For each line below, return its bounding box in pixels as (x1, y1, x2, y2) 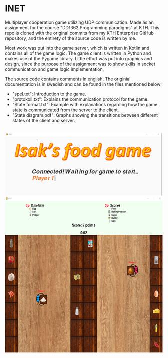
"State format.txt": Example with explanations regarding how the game (12, 101, 158, 107)
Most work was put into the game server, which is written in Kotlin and (5, 45, 150, 51)
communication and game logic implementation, (5, 66, 104, 72)
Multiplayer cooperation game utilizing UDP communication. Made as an (5, 19, 154, 25)
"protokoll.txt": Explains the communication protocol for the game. (12, 96, 149, 102)
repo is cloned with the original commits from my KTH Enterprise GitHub (5, 30, 154, 36)
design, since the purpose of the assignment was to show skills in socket (5, 61, 156, 67)
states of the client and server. (12, 117, 75, 123)
